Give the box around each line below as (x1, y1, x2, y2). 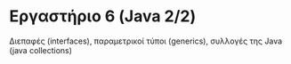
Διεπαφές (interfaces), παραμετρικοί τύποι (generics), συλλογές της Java (9, 36, 283, 46)
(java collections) (9, 44, 73, 55)
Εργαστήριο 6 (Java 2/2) (9, 6, 197, 27)
